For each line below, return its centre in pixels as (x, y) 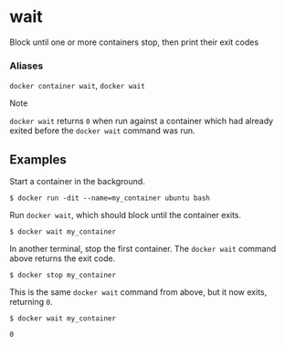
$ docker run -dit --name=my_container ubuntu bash (110, 198)
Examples (38, 159)
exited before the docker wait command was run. (102, 131)
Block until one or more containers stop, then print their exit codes (134, 42)
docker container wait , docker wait (78, 86)
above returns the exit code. (63, 258)
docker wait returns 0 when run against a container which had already (142, 121)
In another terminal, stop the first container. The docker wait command (143, 249)
